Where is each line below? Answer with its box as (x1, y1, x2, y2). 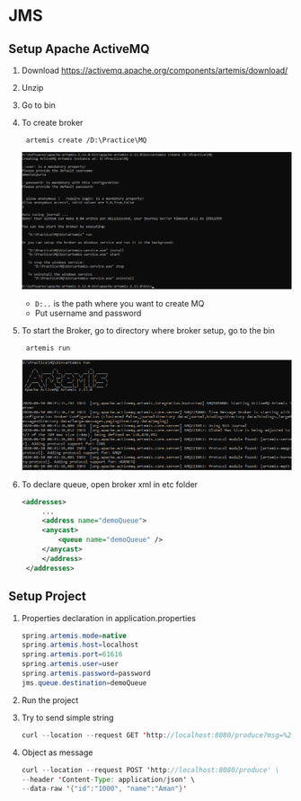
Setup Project (8, 589, 87, 604)
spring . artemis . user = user (21, 660, 119, 669)
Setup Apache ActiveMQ (8, 41, 150, 57)
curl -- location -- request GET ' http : (21, 730, 167, 740)
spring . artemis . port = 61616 (21, 650, 123, 659)
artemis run (25, 343, 71, 353)
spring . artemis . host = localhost (21, 640, 139, 650)
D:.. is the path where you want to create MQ (34, 298, 205, 309)
